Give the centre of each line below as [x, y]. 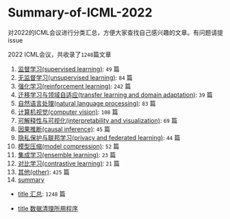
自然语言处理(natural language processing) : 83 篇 [87, 103]
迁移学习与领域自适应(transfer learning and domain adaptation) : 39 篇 [115, 95]
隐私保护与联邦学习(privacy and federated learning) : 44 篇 [99, 137]
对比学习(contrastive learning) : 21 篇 [69, 163]
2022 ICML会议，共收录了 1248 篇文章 [60, 54]
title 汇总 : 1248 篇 [41, 194]
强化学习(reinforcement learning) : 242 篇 [74, 86]
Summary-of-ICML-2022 [80, 13]
